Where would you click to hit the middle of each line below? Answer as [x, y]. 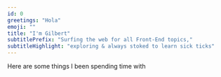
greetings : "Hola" [34, 20]
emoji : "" [22, 27]
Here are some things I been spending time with [76, 66]
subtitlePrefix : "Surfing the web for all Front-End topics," [100, 40]
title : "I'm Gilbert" [39, 33]
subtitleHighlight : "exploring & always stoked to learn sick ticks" [111, 46]
